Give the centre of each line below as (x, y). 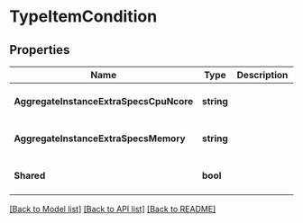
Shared (30, 175)
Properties (40, 50)
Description (262, 75)
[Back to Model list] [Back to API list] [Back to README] (113, 209)
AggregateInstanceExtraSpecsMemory (100, 138)
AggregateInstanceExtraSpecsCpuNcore (104, 101)
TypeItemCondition (83, 17)
